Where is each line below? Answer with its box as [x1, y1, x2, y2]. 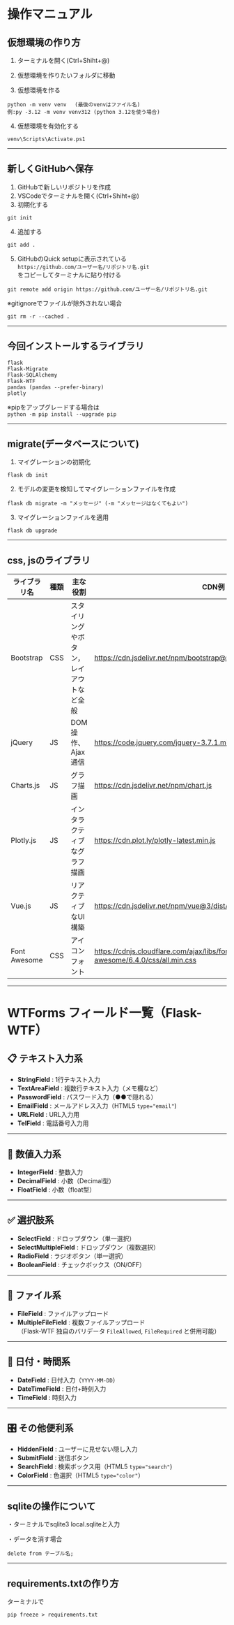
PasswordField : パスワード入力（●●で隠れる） [17, 1093, 157, 1102]
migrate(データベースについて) [7, 438, 139, 450]
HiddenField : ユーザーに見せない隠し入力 [17, 1445, 138, 1454]
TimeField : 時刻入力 [17, 1393, 77, 1401]
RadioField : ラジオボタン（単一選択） [17, 1252, 127, 1260]
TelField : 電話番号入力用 [17, 1119, 89, 1127]
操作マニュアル [7, 6, 93, 22]
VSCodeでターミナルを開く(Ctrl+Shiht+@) [17, 192, 139, 200]
